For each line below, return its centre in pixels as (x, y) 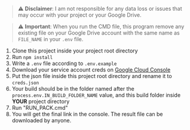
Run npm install (32, 57)
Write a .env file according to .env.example (64, 63)
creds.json (25, 83)
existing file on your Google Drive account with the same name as (99, 33)
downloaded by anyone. (42, 120)
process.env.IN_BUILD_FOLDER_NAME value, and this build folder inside (96, 95)
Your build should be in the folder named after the (73, 89)
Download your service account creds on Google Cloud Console (91, 70)
